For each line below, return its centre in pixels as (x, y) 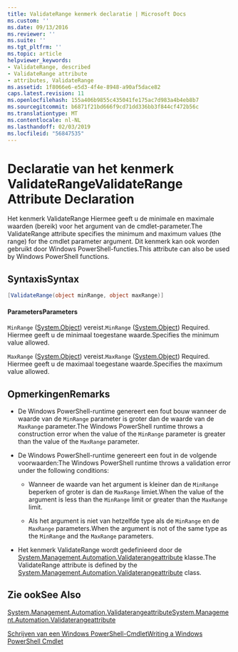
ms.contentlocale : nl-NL (44, 120)
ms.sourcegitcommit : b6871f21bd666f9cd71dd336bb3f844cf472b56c (103, 107)
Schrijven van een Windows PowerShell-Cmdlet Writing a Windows (105, 633)
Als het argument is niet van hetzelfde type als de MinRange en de (124, 521)
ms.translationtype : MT (43, 113)
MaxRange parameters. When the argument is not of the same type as (128, 529)
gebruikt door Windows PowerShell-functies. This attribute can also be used (119, 249)
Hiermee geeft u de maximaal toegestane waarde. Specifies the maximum (115, 364)
